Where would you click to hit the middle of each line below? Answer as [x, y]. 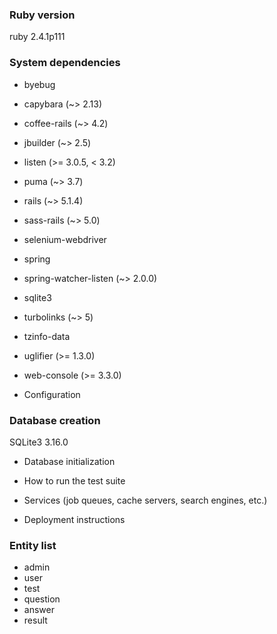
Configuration [52, 394]
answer [39, 610]
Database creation [55, 420]
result [35, 620]
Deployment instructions [74, 519]
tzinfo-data [47, 336]
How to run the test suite [74, 480]
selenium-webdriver [65, 239]
